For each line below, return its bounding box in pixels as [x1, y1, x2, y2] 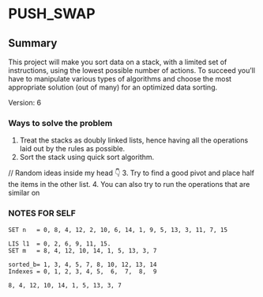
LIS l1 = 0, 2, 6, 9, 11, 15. [8, 239, 111, 248]
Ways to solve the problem [8, 117, 113, 128]
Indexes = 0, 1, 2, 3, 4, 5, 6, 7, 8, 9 [8, 267, 157, 276]
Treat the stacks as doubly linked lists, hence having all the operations [19, 135, 249, 145]
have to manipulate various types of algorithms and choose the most [8, 74, 231, 83]
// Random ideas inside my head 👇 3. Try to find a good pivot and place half [8, 168, 255, 178]
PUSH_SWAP [8, 5, 96, 23]
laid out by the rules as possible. [19, 144, 126, 154]
